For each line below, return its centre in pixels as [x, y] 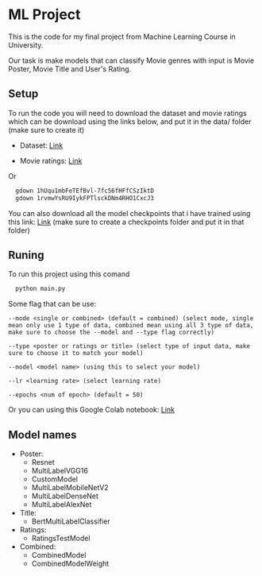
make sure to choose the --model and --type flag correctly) [112, 332]
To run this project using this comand [69, 274]
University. [26, 44]
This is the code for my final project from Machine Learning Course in [122, 37]
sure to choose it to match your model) [76, 354]
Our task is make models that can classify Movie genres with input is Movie [131, 60]
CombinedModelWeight [70, 563]
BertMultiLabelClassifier [71, 521]
